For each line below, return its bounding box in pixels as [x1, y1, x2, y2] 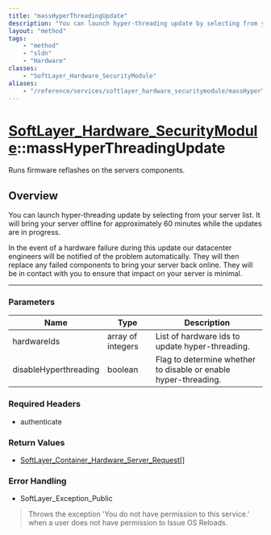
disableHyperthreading [12, 364, 100, 375]
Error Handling [8, 475, 67, 487]
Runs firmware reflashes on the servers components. [8, 165, 186, 175]
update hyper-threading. [155, 341, 250, 352]
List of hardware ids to [155, 331, 240, 342]
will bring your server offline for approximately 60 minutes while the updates [8, 219, 262, 228]
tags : [8, 34, 27, 43]
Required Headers [8, 399, 81, 410]
